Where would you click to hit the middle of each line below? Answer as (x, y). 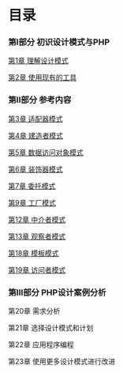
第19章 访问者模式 (37, 269)
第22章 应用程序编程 (41, 345)
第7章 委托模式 (32, 186)
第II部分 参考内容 (40, 100)
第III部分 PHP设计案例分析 (57, 292)
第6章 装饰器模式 (35, 169)
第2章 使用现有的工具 (43, 77)
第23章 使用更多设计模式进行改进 (62, 362)
